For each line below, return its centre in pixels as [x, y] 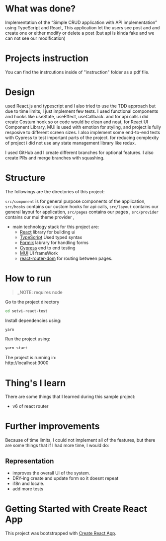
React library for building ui [47, 232]
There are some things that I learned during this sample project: [70, 397]
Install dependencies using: [33, 320]
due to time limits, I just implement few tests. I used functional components [82, 111]
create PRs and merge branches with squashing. [55, 157]
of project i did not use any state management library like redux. [71, 143]
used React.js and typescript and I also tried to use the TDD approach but [81, 106]
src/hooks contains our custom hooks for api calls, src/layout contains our [82, 206]
